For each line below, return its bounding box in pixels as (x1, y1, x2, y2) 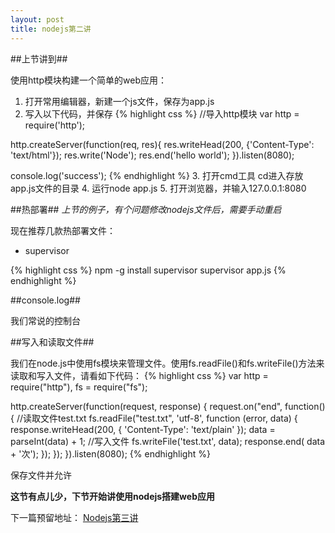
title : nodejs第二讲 (10, 24, 92, 34)
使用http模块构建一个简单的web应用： (10, 74, 167, 86)
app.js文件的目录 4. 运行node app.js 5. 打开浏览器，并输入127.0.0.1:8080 (10, 182, 307, 194)
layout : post (10, 14, 65, 25)
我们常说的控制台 (10, 314, 81, 326)
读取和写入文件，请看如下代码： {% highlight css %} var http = (10, 369, 269, 381)
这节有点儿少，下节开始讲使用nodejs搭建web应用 (10, 490, 215, 502)
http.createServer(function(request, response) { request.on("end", (10, 400, 283, 412)
